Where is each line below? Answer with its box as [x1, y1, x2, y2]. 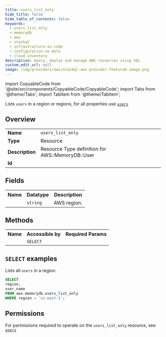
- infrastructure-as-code [9, 44, 63, 49]
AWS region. [53, 199, 83, 206]
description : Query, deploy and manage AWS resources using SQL [5, 58, 140, 63]
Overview [5, 115, 36, 124]
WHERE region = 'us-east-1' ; [5, 295, 65, 300]
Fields [5, 176, 25, 185]
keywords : [5, 21, 26, 26]
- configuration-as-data [9, 49, 61, 54]
